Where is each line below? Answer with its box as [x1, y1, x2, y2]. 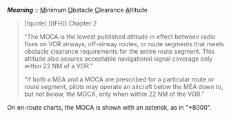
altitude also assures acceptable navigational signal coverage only [23, 55, 213, 63]
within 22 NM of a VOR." [23, 62, 93, 70]
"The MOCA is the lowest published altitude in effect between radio [23, 32, 216, 41]
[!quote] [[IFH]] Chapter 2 [23, 19, 97, 27]
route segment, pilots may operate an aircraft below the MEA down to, [23, 83, 223, 90]
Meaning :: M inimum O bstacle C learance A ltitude [7, 6, 148, 14]
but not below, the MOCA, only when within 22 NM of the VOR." [23, 90, 205, 98]
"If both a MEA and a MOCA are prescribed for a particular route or [23, 75, 214, 83]
